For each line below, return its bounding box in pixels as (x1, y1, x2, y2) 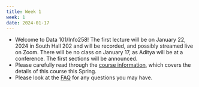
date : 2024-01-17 (6, 20, 50, 26)
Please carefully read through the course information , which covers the (14, 61, 191, 69)
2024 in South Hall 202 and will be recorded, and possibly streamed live (14, 42, 194, 49)
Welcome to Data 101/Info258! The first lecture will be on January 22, (14, 36, 186, 44)
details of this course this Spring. (14, 68, 97, 75)
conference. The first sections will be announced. (14, 55, 138, 63)
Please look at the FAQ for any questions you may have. (14, 74, 153, 81)
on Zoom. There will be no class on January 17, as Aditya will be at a (14, 49, 183, 56)
